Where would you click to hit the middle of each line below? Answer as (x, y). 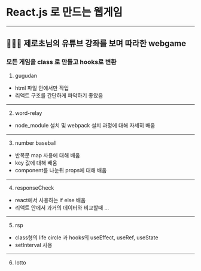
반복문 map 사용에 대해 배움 (48, 155)
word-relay (28, 113)
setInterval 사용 (33, 245)
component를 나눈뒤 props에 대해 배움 (61, 170)
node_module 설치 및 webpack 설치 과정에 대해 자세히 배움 (85, 125)
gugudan (26, 75)
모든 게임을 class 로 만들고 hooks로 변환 (61, 62)
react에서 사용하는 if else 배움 (50, 200)
